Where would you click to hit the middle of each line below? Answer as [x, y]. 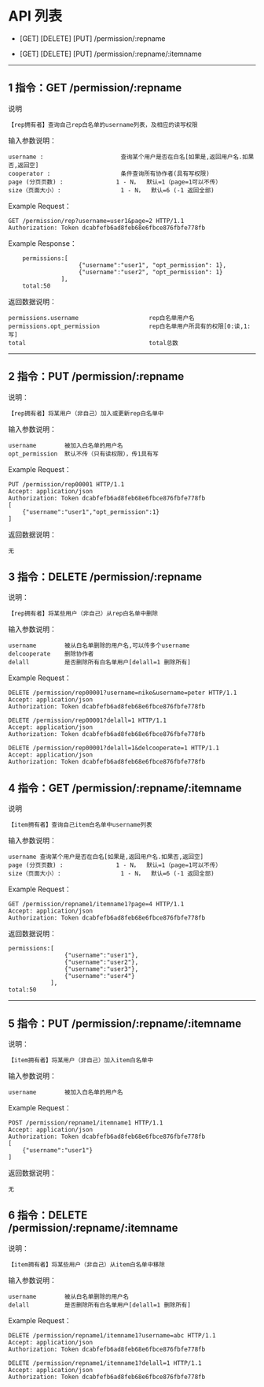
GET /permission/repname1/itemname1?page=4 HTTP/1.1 [96, 904]
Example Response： [42, 243]
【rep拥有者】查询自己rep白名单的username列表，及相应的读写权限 [103, 125]
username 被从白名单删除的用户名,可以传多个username [99, 646]
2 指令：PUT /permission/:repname [96, 376]
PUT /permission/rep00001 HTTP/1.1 [66, 484]
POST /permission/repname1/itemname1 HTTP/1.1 [86, 1123]
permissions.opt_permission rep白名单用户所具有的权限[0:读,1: [130, 326]
